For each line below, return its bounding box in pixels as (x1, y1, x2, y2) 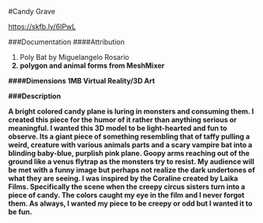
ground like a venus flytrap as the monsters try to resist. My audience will (8, 157, 255, 166)
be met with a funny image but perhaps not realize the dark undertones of (8, 165, 255, 174)
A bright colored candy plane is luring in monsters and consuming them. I (8, 106, 254, 116)
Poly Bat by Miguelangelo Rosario (19, 53, 130, 61)
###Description (8, 91, 62, 101)
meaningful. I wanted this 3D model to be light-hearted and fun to (8, 124, 227, 132)
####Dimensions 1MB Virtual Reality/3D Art (8, 76, 156, 85)
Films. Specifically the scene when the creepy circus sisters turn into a (8, 182, 246, 191)
